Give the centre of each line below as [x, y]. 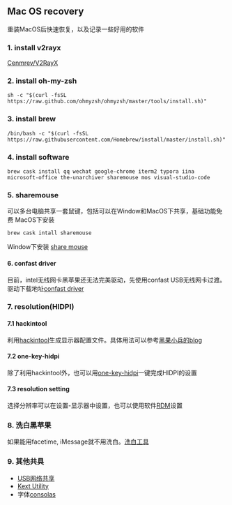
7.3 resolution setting [38, 389]
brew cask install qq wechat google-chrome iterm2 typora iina [101, 172]
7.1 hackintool [27, 324]
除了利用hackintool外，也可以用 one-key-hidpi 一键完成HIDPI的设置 [102, 372]
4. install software [38, 157]
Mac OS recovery [46, 12]
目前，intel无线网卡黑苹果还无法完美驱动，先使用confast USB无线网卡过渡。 [117, 280]
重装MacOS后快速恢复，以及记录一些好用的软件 [76, 29]
